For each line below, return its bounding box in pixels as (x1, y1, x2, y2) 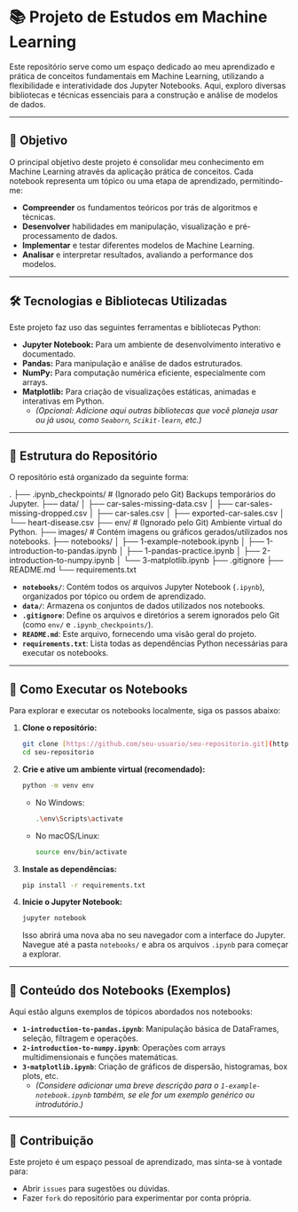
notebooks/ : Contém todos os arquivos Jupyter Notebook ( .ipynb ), (21, 582, 265, 593)
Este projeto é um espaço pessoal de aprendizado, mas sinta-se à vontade (9, 1156, 283, 1167)
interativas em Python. (21, 396, 105, 406)
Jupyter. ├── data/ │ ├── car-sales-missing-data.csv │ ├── (9, 499, 233, 509)
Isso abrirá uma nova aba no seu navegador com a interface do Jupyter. (21, 930, 286, 940)
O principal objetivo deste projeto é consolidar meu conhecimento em (9, 156, 264, 167)
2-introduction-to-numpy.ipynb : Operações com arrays (21, 1043, 226, 1053)
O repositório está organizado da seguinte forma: (9, 472, 189, 483)
